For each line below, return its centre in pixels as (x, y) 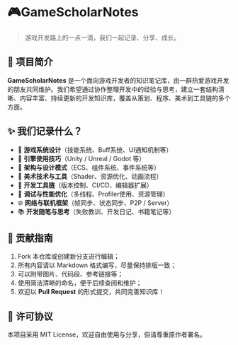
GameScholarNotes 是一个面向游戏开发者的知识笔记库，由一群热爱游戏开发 (118, 80)
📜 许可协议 (30, 316)
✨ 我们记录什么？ (45, 131)
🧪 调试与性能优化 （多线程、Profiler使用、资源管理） (93, 194)
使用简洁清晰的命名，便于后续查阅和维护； (80, 283)
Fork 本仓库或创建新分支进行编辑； (69, 257)
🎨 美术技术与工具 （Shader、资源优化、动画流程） (90, 176)
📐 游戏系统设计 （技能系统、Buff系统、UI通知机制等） (95, 150)
